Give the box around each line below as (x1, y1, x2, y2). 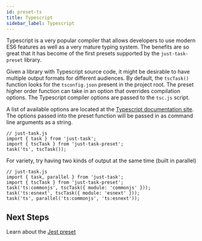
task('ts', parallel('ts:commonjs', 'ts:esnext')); (6, 195, 140, 201)
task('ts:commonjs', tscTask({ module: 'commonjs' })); (6, 185, 151, 191)
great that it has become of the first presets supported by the (6, 50, 160, 57)
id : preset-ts (6, 9, 43, 15)
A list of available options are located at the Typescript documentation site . (6, 106, 194, 113)
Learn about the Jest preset (6, 228, 76, 236)
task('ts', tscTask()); (6, 147, 67, 153)
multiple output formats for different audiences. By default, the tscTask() (6, 74, 189, 82)
